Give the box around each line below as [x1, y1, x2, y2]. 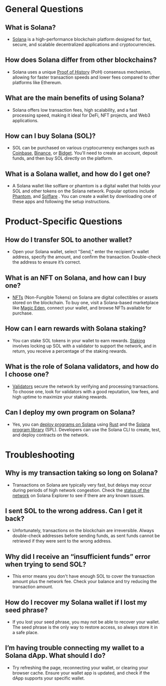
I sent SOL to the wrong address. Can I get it [5, 506, 142, 515]
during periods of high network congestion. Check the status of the [12, 487, 150, 493]
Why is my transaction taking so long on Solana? [5, 469, 158, 477]
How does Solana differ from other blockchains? [5, 56, 157, 64]
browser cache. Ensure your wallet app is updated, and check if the [12, 670, 150, 676]
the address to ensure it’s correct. [12, 259, 82, 265]
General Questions [5, 3, 83, 15]
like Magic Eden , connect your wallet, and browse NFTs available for [12, 305, 152, 311]
